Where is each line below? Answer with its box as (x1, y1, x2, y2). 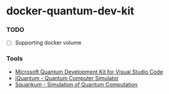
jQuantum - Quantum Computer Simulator (14, 74, 119, 81)
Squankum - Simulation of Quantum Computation (14, 81, 138, 88)
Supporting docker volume (14, 39, 81, 46)
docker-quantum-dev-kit (6, 4, 135, 18)
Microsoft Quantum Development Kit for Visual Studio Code (14, 68, 164, 75)
